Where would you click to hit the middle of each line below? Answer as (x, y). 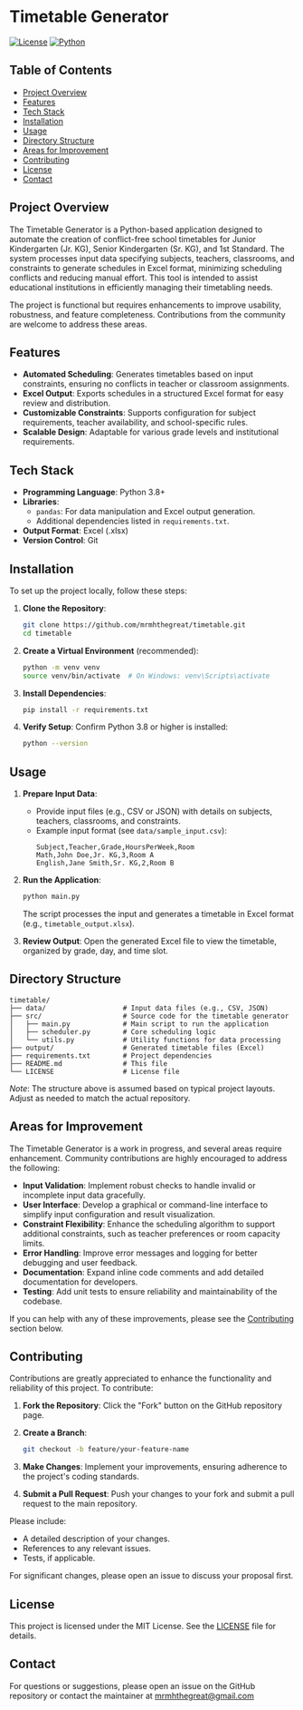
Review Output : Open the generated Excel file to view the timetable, (150, 941)
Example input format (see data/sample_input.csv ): (132, 831)
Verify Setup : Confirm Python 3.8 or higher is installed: (125, 727)
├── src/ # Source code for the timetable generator (149, 1016)
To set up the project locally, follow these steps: (99, 591)
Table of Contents (61, 70)
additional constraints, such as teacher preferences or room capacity (151, 1233)
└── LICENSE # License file (95, 1071)
